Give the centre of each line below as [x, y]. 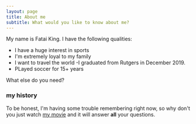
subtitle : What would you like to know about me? [68, 22]
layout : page [22, 11]
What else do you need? [35, 80]
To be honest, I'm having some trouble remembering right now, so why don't [98, 108]
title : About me [26, 17]
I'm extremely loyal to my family [53, 57]
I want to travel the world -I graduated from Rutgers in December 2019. [100, 63]
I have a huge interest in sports [52, 50]
